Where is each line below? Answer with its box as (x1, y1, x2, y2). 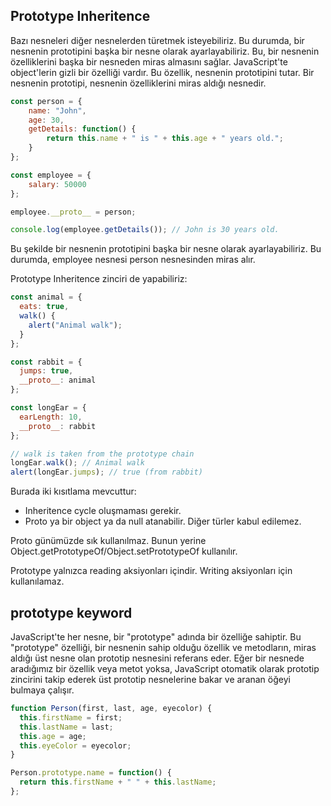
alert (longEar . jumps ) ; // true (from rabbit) (10, 467, 203, 478)
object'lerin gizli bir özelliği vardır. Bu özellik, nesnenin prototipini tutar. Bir (10, 66, 315, 78)
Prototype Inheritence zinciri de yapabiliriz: (10, 273, 188, 285)
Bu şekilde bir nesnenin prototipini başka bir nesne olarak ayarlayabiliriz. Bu (10, 243, 322, 255)
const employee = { (10, 170, 92, 180)
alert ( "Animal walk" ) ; (28, 320, 123, 330)
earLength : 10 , (19, 412, 83, 422)
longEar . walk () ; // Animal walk (10, 458, 145, 468)
